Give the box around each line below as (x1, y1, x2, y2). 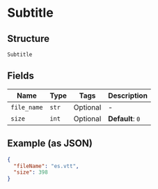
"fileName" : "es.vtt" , (13, 162, 79, 169)
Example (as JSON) (7, 137, 93, 149)
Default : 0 (107, 114, 141, 123)
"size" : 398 (13, 169, 49, 176)
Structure (7, 33, 50, 45)
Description (107, 91, 148, 100)
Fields (7, 70, 35, 82)
